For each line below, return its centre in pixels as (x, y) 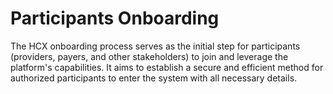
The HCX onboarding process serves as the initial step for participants (155, 46)
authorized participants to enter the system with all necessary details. (154, 78)
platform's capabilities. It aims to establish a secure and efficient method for (167, 67)
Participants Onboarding (115, 18)
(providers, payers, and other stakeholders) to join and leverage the (149, 56)
